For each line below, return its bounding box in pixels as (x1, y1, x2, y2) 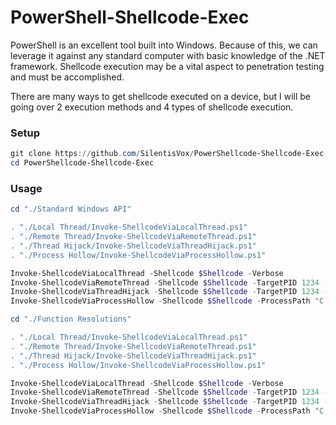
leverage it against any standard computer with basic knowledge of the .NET (10, 49, 326, 61)
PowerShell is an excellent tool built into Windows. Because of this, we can (10, 39, 318, 51)
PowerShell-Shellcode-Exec (10, 6, 250, 29)
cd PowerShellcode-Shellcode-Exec (10, 158, 155, 168)
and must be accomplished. (10, 71, 125, 83)
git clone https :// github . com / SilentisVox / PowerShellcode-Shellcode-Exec (10, 149, 325, 159)
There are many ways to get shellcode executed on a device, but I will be (10, 90, 311, 102)
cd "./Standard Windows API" (10, 204, 132, 215)
